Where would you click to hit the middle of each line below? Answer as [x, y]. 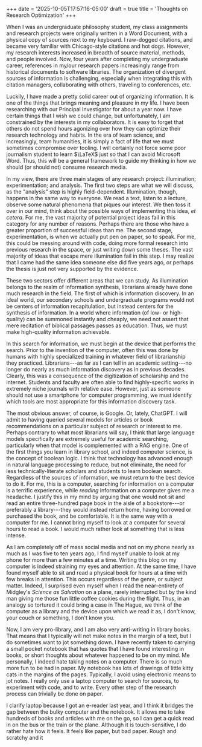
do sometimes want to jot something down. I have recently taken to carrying [101, 642]
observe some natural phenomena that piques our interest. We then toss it [99, 204]
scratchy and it [25, 738]
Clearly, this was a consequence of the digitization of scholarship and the [97, 376]
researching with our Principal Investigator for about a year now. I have [94, 109]
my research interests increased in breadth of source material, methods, [96, 53]
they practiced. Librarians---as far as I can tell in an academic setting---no [99, 363]
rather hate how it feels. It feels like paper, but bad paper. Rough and [91, 731]
